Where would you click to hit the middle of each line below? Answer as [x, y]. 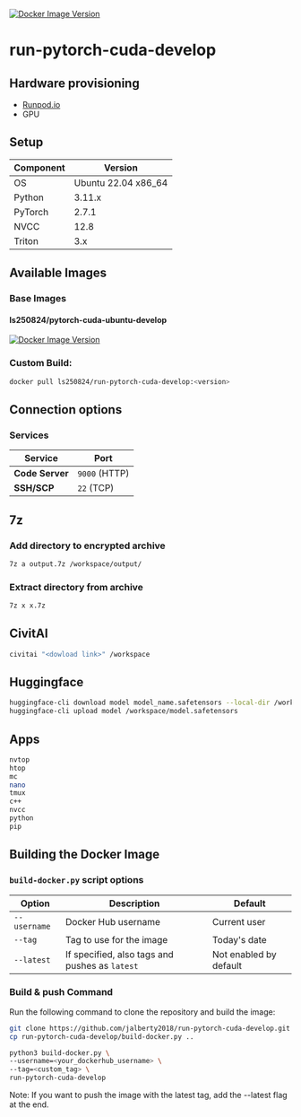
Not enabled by [244, 954]
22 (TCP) [96, 488]
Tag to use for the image [117, 939]
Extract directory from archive [76, 587]
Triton [26, 240]
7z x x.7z [28, 606]
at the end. [29, 1104]
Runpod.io [41, 105]
